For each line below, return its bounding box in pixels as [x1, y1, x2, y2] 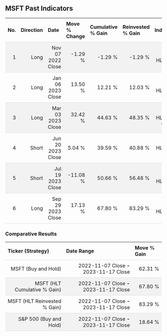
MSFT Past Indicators [5, 4, 73, 13]
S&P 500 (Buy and [18, 316, 62, 323]
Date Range [66, 248, 94, 255]
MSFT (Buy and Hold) [10, 265, 62, 272]
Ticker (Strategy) [7, 248, 50, 255]
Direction [20, 26, 43, 33]
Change [66, 32, 85, 39]
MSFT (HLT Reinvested [7, 298, 62, 305]
